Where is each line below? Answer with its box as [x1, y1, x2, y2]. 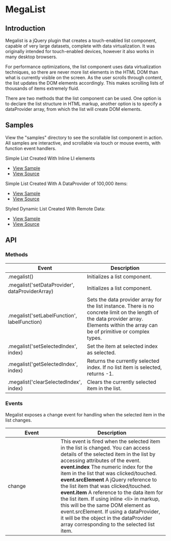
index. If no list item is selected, [87, 364, 162, 371]
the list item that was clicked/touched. [61, 482, 152, 489]
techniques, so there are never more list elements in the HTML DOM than [5, 69, 159, 75]
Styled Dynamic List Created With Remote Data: [5, 205, 105, 211]
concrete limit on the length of [87, 309, 159, 316]
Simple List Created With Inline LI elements [5, 155, 95, 161]
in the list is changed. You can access [61, 444, 151, 451]
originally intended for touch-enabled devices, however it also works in [5, 49, 154, 54]
